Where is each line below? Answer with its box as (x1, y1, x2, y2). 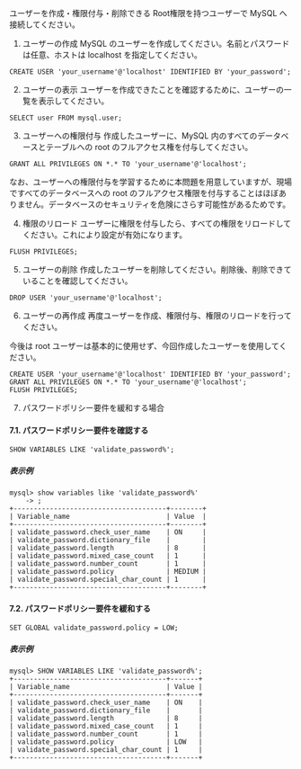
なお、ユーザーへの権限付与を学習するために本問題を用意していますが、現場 (9, 176, 293, 187)
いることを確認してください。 (22, 275, 133, 286)
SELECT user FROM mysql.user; (9, 113, 123, 122)
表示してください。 (38, 95, 110, 106)
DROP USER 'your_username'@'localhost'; (9, 293, 164, 302)
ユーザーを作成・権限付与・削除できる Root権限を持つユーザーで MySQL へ (9, 8, 288, 18)
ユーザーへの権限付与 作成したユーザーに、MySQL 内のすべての (22, 130, 258, 141)
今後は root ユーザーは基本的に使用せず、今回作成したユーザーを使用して (9, 341, 279, 351)
